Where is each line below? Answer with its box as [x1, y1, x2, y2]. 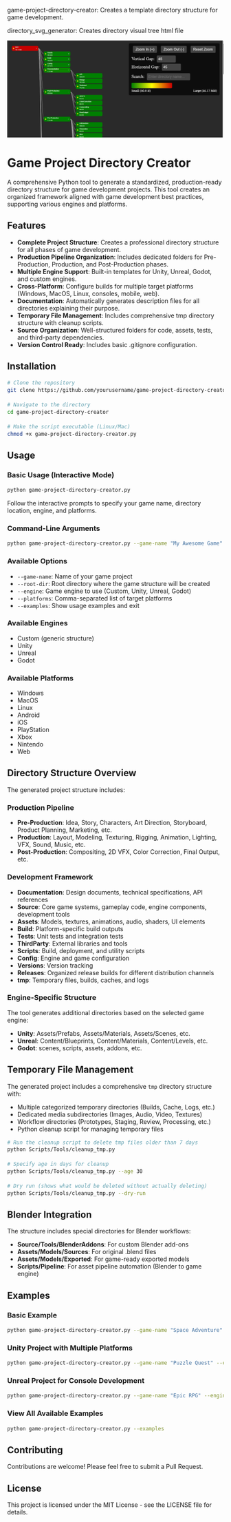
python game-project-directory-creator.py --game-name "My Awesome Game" [7, 540, 223, 547]
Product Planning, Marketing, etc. [16, 826, 112, 834]
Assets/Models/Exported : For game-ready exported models [16, 1255, 190, 1263]
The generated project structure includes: [7, 785, 125, 794]
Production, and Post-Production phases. [51, 260, 168, 268]
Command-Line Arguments [7, 523, 101, 533]
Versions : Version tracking [16, 961, 93, 970]
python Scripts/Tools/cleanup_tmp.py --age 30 [7, 1168, 143, 1175]
